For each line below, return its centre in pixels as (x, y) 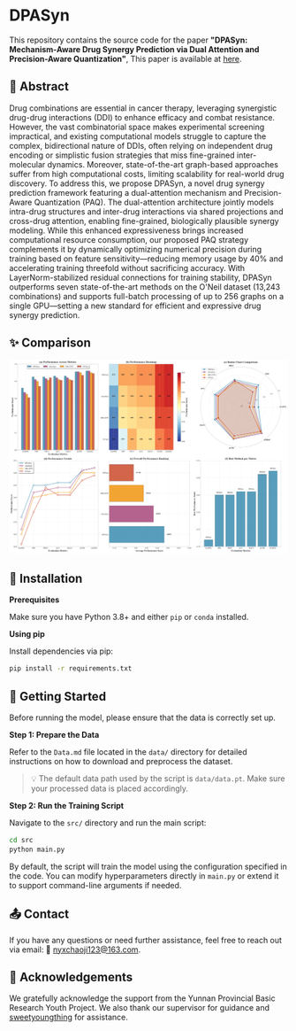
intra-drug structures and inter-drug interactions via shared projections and (146, 211)
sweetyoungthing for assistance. (68, 1017)
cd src (21, 840)
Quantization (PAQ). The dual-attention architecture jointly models (154, 202)
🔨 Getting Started (58, 696)
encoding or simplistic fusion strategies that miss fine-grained (122, 155)
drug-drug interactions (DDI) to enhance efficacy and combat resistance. (142, 117)
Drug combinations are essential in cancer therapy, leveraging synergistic (143, 108)
